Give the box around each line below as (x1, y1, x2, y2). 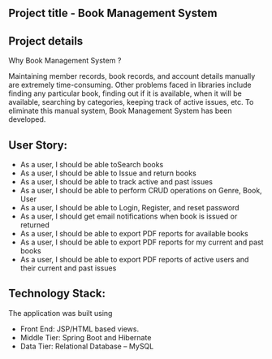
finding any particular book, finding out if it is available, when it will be (8, 89, 242, 98)
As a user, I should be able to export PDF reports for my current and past (19, 237, 264, 247)
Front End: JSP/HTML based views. (19, 324, 140, 334)
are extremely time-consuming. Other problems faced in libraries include (8, 80, 252, 90)
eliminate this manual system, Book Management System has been (8, 106, 233, 116)
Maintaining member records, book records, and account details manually (8, 71, 256, 81)
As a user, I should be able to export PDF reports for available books (19, 229, 249, 239)
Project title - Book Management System (8, 6, 218, 20)
